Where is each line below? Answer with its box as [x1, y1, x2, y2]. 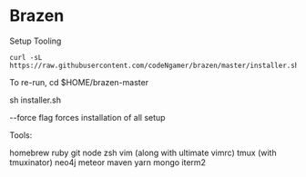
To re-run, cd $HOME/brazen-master [9, 76, 148, 87]
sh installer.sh [9, 94, 62, 105]
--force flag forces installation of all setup [9, 112, 166, 123]
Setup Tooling [9, 35, 62, 46]
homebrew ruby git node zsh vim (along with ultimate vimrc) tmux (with [9, 147, 277, 158]
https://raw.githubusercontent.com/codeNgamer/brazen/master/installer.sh [9, 61, 300, 70]
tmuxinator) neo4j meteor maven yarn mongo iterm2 [9, 156, 207, 168]
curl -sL [9, 53, 43, 62]
